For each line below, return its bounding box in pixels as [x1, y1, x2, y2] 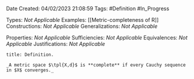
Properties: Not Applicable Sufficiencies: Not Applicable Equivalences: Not [6, 34, 188, 41]
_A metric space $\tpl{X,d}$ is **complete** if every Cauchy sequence [6, 62, 186, 68]
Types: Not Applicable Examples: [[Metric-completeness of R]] [6, 17, 159, 23]
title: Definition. [6, 52, 54, 58]
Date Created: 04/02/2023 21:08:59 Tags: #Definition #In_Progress [6, 5, 170, 12]
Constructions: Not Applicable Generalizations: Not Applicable [6, 23, 158, 29]
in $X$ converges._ [6, 67, 54, 73]
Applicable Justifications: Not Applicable [6, 41, 106, 47]
